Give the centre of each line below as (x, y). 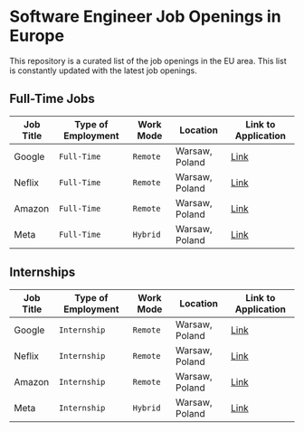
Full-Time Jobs (52, 99)
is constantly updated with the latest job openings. (103, 70)
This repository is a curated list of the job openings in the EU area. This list (148, 61)
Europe (37, 36)
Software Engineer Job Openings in (146, 17)
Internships (43, 272)
